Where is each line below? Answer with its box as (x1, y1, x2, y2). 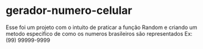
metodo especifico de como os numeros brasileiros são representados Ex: (5, 30, 193, 37)
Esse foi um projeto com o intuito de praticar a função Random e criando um (5, 24, 198, 31)
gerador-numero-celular (5, 4, 132, 18)
